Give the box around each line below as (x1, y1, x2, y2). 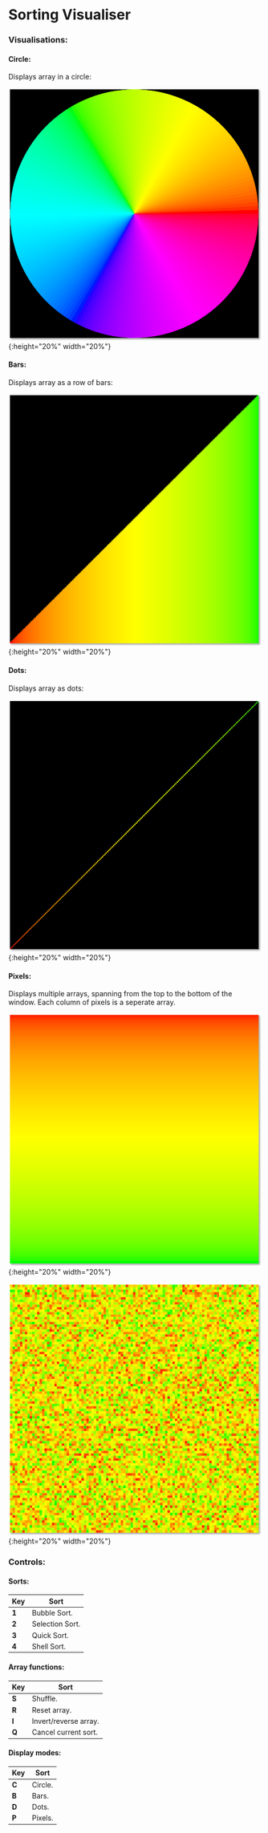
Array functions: (8, 1662, 65, 1672)
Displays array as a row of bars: (8, 377, 114, 387)
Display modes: (8, 1748, 62, 1758)
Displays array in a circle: (8, 72, 92, 82)
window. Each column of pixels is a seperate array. (8, 997, 176, 1008)
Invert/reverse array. (31, 1716, 99, 1726)
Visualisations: (8, 34, 68, 46)
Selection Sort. (31, 1619, 81, 1629)
